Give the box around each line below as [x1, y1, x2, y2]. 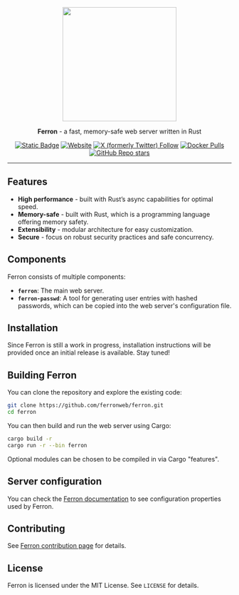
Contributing [7, 522, 65, 534]
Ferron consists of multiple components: [7, 272, 126, 281]
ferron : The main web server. [17, 286, 105, 295]
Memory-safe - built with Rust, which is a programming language [17, 210, 211, 218]
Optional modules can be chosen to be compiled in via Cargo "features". [7, 454, 219, 463]
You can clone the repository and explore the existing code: [7, 388, 183, 397]
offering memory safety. [17, 218, 89, 226]
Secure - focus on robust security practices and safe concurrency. [17, 233, 214, 241]
